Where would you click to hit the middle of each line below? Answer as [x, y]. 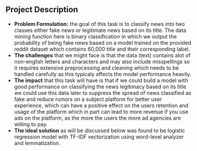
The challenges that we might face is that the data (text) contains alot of [102, 55]
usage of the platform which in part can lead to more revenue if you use [101, 111]
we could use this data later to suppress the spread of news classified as [103, 93]
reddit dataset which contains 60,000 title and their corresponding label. [102, 49]
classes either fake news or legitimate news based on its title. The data [100, 30]
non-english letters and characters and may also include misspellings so [102, 61]
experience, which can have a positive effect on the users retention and [101, 105]
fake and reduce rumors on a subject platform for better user [88, 99]
